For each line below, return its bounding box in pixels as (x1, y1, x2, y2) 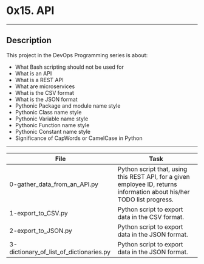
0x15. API (6, 4, 55, 18)
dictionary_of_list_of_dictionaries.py (9, 248, 111, 256)
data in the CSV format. (117, 212, 184, 221)
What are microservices (15, 83, 75, 90)
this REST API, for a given (117, 172, 190, 181)
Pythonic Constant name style (15, 128, 91, 135)
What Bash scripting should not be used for (15, 63, 124, 71)
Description (6, 35, 52, 46)
